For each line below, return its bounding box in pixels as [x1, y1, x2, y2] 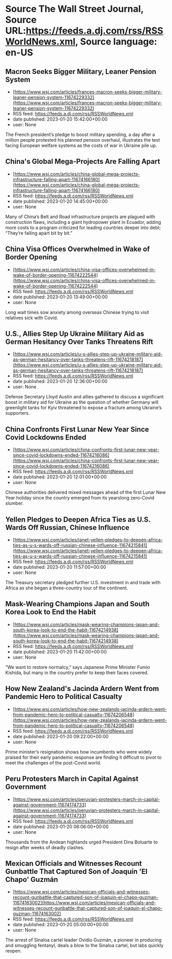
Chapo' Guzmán [5, 875, 58, 884]
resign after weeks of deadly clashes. [5, 844, 85, 850]
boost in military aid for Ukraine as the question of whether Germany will [5, 399, 159, 406]
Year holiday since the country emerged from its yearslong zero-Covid [5, 495, 155, 501]
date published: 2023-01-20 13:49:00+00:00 [12, 294, 108, 300]
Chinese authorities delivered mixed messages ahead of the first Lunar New [5, 489, 166, 495]
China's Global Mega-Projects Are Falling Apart [5, 157, 160, 166]
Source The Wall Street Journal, [5, 3, 144, 15]
